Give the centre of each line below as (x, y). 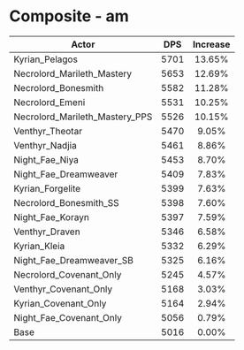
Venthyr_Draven (47, 232)
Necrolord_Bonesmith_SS (66, 202)
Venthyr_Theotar (48, 131)
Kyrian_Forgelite (47, 188)
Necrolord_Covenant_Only (68, 274)
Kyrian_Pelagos (46, 59)
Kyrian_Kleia (39, 246)
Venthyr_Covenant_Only (63, 289)
